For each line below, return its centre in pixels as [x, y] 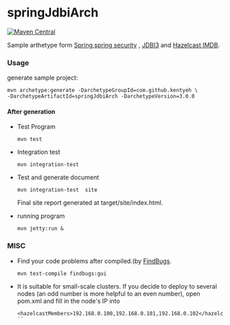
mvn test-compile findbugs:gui [62, 273]
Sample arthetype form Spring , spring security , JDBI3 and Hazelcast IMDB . [114, 45]
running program [41, 216]
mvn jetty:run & [40, 229]
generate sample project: [43, 78]
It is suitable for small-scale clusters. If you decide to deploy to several [117, 286]
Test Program [36, 127]
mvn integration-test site [57, 190]
